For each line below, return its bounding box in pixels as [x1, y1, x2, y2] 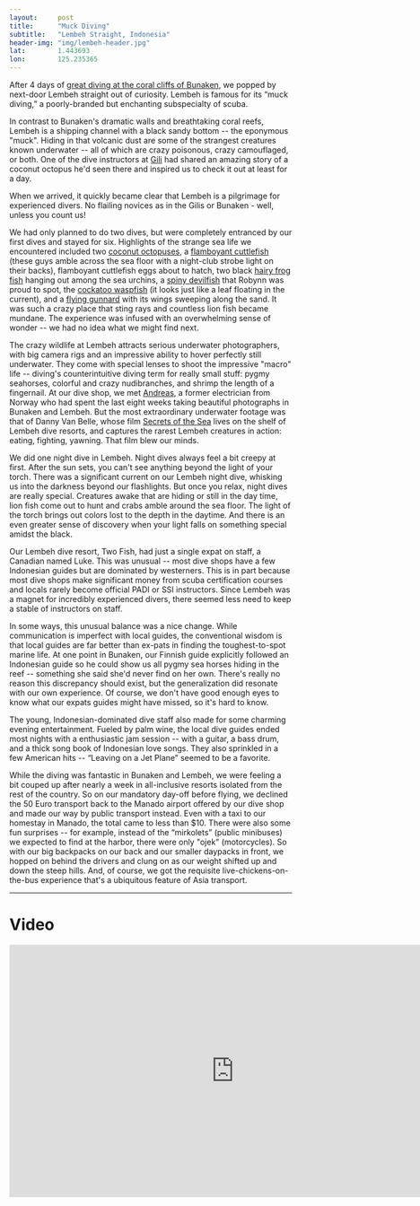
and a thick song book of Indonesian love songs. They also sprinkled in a [9, 743, 279, 754]
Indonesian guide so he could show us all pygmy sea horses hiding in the [9, 659, 280, 669]
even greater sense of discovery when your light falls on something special [9, 520, 287, 529]
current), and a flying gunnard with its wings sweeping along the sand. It [9, 293, 277, 304]
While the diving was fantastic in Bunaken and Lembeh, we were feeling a [9, 770, 282, 781]
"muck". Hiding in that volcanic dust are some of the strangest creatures [9, 135, 276, 145]
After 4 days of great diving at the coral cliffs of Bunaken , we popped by [9, 80, 276, 90]
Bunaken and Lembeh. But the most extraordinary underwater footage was [9, 406, 286, 417]
